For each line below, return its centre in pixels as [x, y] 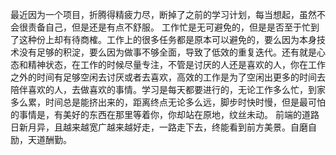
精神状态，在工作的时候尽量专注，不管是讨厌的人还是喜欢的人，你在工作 [176, 64]
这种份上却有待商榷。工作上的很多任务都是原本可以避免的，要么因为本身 [167, 39]
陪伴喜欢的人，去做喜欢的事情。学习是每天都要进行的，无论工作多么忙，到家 [168, 89]
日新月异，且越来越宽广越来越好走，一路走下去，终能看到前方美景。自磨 [159, 127]
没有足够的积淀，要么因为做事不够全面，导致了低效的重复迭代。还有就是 [167, 52]
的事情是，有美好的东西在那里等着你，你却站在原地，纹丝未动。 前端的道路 [165, 114]
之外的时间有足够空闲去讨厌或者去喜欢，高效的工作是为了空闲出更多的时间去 [168, 77]
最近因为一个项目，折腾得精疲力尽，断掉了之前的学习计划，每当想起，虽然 [163, 14]
